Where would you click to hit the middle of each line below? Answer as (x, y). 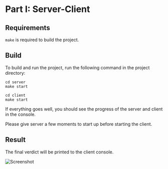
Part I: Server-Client (48, 9)
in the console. (21, 114)
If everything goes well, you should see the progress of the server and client (84, 109)
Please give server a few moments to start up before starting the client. (79, 124)
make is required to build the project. (42, 40)
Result (16, 140)
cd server (16, 82)
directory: (15, 73)
